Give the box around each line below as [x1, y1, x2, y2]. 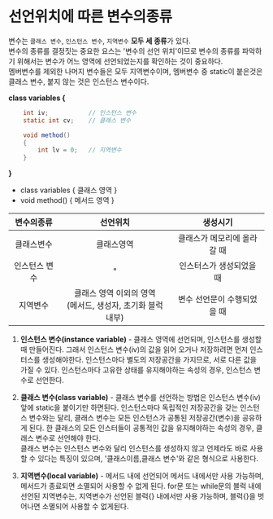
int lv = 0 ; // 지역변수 [37, 146, 122, 155]
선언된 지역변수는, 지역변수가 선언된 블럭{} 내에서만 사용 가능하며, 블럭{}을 [19, 491, 256, 501]
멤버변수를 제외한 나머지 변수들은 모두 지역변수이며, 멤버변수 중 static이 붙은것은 [8, 66, 263, 76]
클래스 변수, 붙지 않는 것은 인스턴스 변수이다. [8, 77, 149, 86]
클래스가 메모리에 [177, 233, 240, 244]
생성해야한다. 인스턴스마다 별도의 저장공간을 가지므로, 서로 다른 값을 [41, 355, 258, 365]
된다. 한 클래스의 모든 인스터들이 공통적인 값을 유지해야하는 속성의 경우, [28, 423, 254, 433]
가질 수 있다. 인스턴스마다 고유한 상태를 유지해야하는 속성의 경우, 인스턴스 [19, 365, 253, 375]
